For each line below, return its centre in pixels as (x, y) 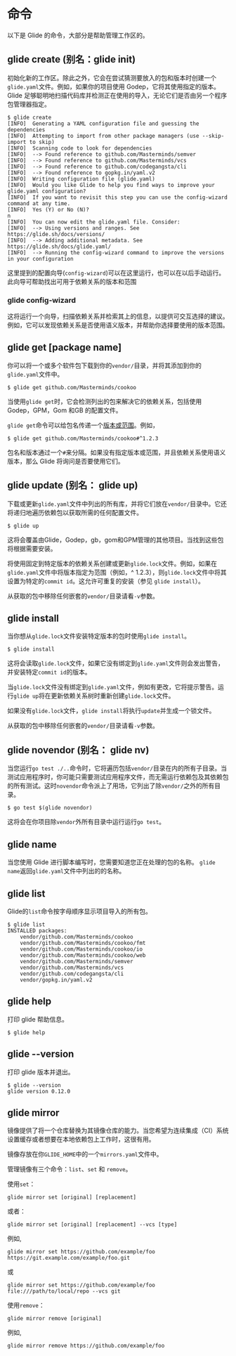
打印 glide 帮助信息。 (38, 1019)
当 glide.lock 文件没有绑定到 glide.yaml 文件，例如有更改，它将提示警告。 (113, 687)
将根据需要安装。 (32, 548)
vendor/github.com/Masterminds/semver (77, 961)
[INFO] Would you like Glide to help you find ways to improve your (111, 185)
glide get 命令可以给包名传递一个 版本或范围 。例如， (83, 425)
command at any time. (39, 203)
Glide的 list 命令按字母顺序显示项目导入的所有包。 (80, 911)
